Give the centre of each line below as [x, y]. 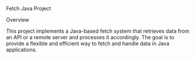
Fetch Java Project [29, 8]
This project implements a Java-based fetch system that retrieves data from [98, 31]
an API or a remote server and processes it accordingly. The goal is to [90, 37]
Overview [18, 20]
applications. [21, 50]
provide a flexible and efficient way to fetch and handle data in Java [88, 44]
